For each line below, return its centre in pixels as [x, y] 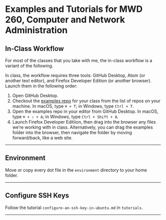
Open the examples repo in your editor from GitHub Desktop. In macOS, [85, 111]
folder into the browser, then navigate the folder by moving [72, 132]
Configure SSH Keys [37, 195]
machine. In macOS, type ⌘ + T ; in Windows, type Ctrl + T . [73, 106]
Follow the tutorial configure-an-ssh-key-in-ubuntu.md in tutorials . [74, 208]
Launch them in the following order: [41, 86]
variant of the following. [29, 66]
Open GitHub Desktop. [35, 96]
